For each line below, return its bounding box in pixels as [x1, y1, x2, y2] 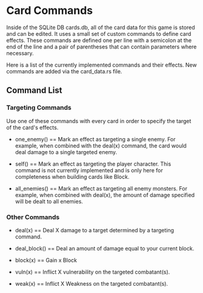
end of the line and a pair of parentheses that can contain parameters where [6, 43, 197, 50]
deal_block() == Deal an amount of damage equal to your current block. [15, 244, 195, 252]
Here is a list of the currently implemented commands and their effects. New [6, 61, 197, 69]
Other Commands [6, 213, 60, 221]
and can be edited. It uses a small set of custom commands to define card [6, 30, 191, 37]
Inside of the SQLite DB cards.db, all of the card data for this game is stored [6, 24, 195, 31]
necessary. [6, 49, 35, 56]
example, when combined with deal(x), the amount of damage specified [15, 191, 195, 198]
